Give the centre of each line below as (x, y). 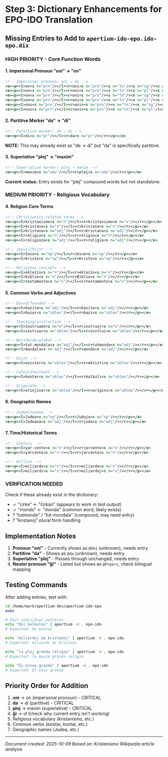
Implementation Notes (41, 536)
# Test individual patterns (34, 620)
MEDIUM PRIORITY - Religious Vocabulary (57, 194)
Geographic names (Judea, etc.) (46, 730)
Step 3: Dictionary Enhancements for (84, 9)
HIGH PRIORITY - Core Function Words (53, 59)
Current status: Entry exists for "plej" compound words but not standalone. (83, 181)
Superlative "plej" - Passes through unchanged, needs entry (75, 559)
